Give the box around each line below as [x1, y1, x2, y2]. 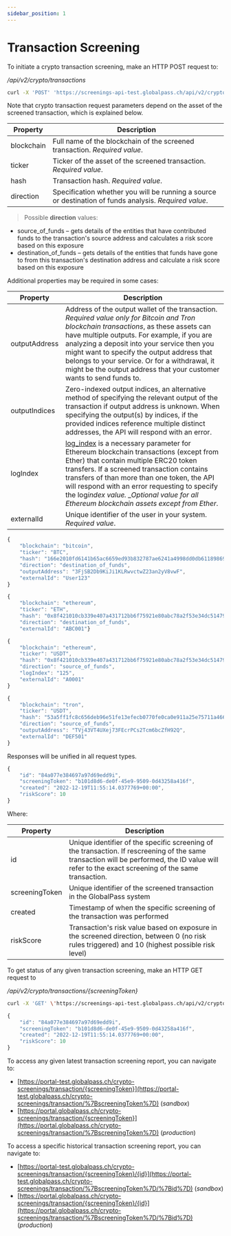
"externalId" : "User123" [19, 575, 91, 582]
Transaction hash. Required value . [52, 176, 163, 186]
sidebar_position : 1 [7, 10, 67, 17]
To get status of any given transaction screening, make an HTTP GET [7, 966, 203, 974]
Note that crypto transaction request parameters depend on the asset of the [7, 101, 223, 110]
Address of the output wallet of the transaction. [65, 305, 218, 314]
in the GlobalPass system [68, 892, 151, 901]
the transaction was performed [68, 912, 169, 921]
